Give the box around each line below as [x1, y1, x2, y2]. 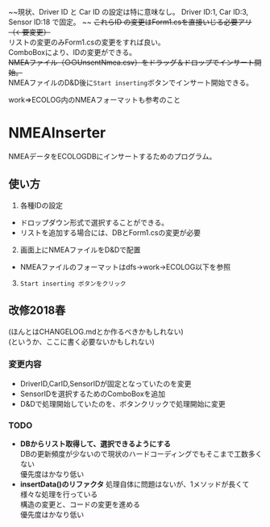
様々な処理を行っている [19, 490, 98, 500]
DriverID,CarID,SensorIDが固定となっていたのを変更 [19, 378, 192, 388]
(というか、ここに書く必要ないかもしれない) [8, 336, 155, 346]
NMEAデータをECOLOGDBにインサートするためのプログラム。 [8, 151, 217, 161]
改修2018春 [8, 304, 66, 318]
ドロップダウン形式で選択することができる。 [19, 217, 169, 227]
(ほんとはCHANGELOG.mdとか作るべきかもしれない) [8, 327, 184, 336]
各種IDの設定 [19, 200, 63, 210]
